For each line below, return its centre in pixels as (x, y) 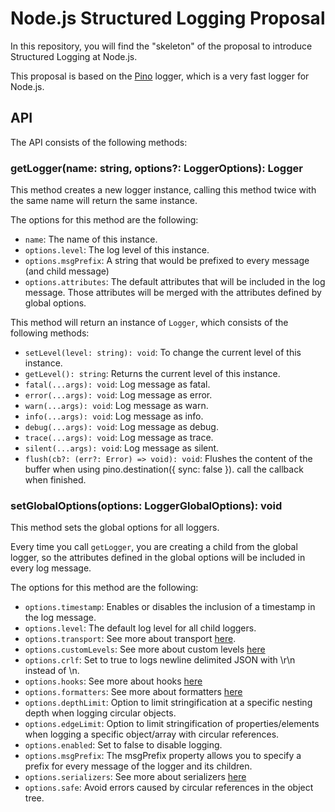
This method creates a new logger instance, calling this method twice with (163, 190)
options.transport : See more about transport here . (130, 639)
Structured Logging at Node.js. (74, 56)
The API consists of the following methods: (99, 142)
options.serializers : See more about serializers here (135, 777)
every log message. (51, 568)
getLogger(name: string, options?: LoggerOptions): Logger (156, 168)
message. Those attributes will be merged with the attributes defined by (173, 293)
